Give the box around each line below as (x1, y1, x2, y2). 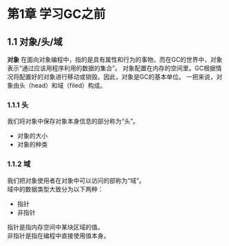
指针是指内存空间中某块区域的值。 (7, 223, 104, 231)
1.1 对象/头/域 (7, 36, 63, 48)
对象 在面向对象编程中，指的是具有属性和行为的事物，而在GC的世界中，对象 (7, 56, 223, 63)
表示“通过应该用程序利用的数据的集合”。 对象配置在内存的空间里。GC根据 (7, 64, 216, 72)
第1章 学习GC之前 (7, 6, 106, 22)
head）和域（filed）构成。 (30, 81, 107, 90)
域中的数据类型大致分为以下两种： (7, 185, 104, 193)
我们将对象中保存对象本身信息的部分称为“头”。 (7, 117, 140, 125)
